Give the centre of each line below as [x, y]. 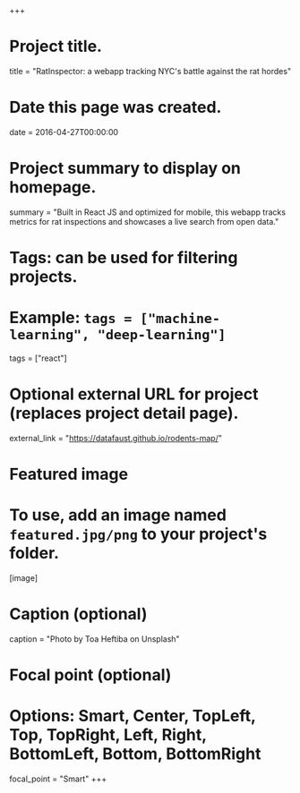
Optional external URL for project [134, 394]
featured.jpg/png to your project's [138, 534]
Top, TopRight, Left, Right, [108, 735]
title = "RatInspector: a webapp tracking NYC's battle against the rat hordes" [150, 71]
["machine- [180, 319]
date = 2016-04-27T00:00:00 [64, 132]
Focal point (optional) [90, 675]
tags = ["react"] [38, 358]
